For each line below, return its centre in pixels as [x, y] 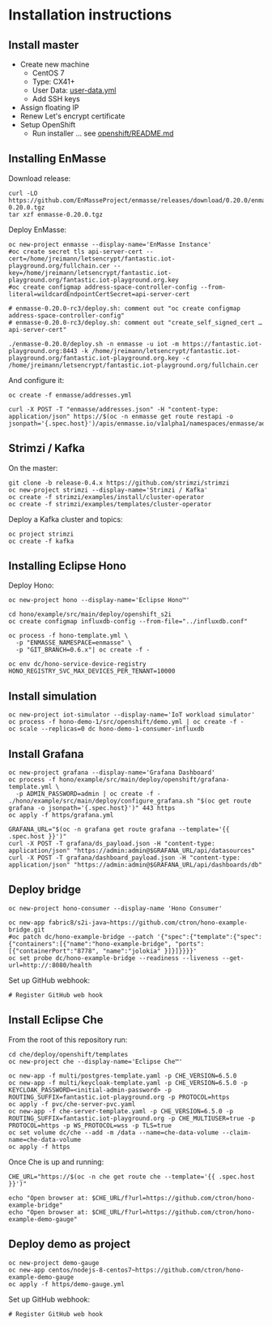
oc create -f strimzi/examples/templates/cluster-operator [110, 504]
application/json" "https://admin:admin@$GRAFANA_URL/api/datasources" [132, 851]
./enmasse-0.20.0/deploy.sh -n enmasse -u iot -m [94, 344]
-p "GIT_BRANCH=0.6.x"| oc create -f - [83, 650]
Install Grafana [46, 753]
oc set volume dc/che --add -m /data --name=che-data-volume [114, 1132]
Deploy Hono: [31, 585]
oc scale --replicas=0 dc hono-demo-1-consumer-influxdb [106, 729]
